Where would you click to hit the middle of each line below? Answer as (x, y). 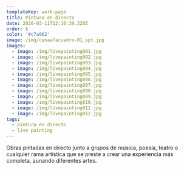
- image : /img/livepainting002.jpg (57, 57)
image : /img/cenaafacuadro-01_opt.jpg (55, 40)
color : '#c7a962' (28, 35)
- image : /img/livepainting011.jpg (57, 108)
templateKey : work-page (36, 12)
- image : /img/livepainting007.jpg (57, 86)
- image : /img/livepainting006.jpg (57, 80)
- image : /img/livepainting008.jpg (57, 91)
